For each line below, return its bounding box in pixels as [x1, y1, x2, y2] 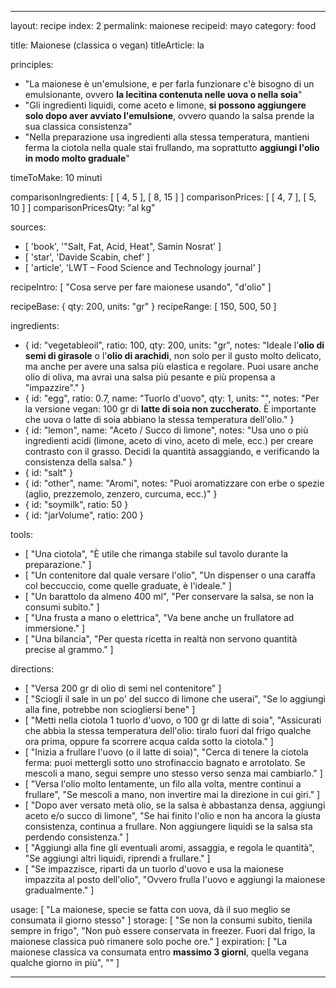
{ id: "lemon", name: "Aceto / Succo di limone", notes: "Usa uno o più [24, 424, 309, 436]
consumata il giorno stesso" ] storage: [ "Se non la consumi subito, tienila [10, 914, 313, 926]
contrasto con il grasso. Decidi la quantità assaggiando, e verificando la [24, 446, 320, 457]
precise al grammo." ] [24, 644, 114, 655]
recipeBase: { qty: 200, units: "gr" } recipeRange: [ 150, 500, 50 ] [10, 301, 277, 312]
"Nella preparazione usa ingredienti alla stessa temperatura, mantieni [24, 131, 310, 143]
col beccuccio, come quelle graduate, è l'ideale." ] [24, 580, 232, 591]
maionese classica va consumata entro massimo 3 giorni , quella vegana [10, 946, 309, 958]
